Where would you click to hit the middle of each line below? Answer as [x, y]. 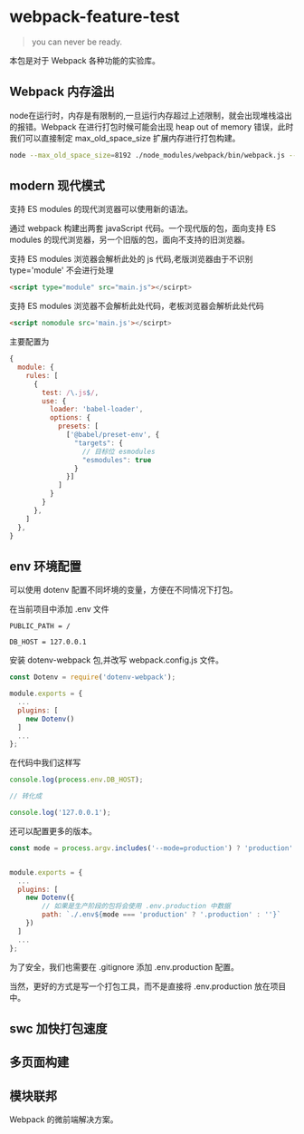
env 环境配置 [45, 566]
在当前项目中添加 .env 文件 [60, 609]
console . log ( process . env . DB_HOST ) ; [76, 780]
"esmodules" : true [117, 460]
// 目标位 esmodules [119, 451]
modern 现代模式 [57, 186]
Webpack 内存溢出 [62, 92]
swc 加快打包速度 [58, 1028]
